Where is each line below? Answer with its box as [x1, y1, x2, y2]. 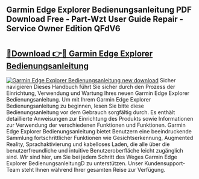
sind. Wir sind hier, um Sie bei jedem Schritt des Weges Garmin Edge [6, 153, 178, 160]
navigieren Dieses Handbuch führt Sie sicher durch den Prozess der [6, 83, 175, 90]
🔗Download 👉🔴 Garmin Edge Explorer [6, 48, 153, 59]
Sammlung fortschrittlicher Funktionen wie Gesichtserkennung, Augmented [6, 135, 194, 141]
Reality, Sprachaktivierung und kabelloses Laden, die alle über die [6, 141, 170, 148]
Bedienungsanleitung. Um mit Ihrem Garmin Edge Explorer [6, 96, 151, 103]
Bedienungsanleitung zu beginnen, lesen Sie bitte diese [6, 102, 145, 109]
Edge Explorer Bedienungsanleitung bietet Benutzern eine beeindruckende [6, 128, 192, 135]
